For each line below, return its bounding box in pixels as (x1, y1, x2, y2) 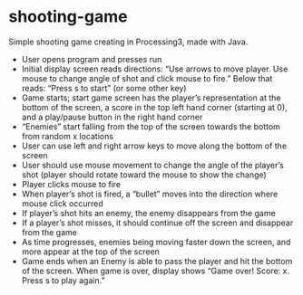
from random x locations (21, 130, 114, 141)
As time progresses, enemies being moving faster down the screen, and (21, 236, 291, 247)
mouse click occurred (21, 197, 103, 209)
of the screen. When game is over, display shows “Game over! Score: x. (21, 265, 290, 276)
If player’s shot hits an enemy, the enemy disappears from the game (21, 207, 276, 218)
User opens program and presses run (21, 53, 162, 64)
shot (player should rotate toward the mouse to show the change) (21, 169, 267, 180)
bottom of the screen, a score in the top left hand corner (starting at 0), (21, 101, 288, 112)
